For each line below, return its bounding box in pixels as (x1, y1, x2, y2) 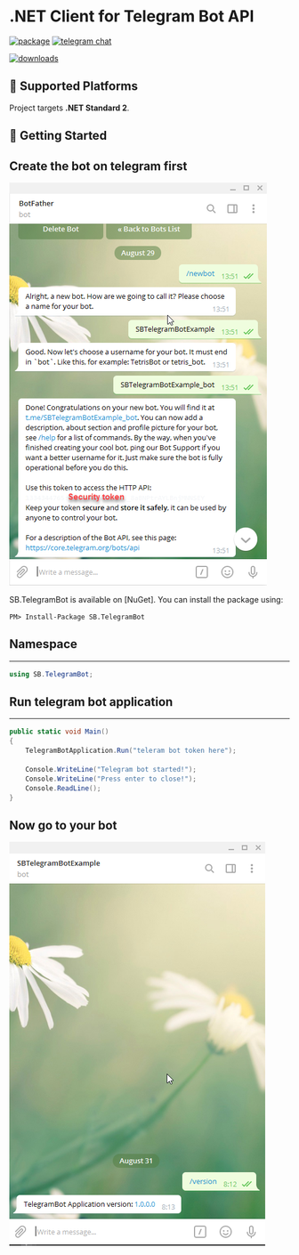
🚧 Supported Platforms (9, 78, 139, 94)
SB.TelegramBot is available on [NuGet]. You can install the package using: (9, 594, 284, 604)
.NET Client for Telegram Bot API (9, 6, 255, 27)
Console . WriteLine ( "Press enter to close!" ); (25, 774, 198, 783)
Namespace (9, 636, 78, 652)
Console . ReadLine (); (25, 783, 101, 793)
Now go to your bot (9, 817, 117, 833)
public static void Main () (9, 727, 109, 736)
